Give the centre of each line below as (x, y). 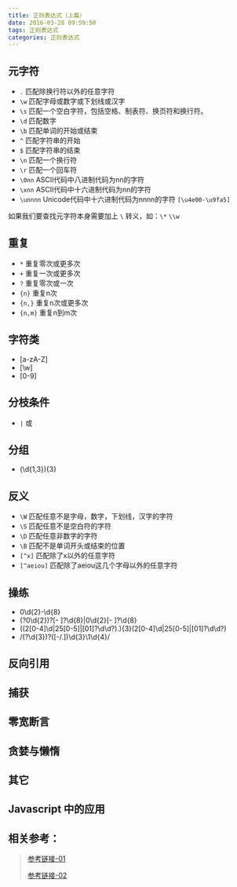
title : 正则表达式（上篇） (47, 15)
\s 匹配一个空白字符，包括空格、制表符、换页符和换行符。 (113, 111)
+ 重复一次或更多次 (50, 273)
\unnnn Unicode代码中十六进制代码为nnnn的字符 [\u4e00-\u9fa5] (125, 199)
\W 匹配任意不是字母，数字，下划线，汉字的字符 (97, 517)
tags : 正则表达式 (33, 30)
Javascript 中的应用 (57, 809)
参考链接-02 (47, 875)
